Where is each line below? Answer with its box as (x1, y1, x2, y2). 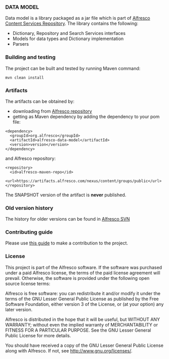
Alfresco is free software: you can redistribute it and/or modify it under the (5, 290, 161, 296)
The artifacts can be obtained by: (5, 98, 75, 104)
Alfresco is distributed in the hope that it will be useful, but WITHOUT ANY (5, 316, 160, 322)
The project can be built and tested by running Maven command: (5, 65, 141, 71)
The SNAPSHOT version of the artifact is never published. (5, 192, 126, 198)
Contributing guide (5, 229, 53, 236)
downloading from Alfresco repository (12, 108, 92, 114)
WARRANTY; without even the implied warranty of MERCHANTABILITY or (5, 321, 158, 328)
